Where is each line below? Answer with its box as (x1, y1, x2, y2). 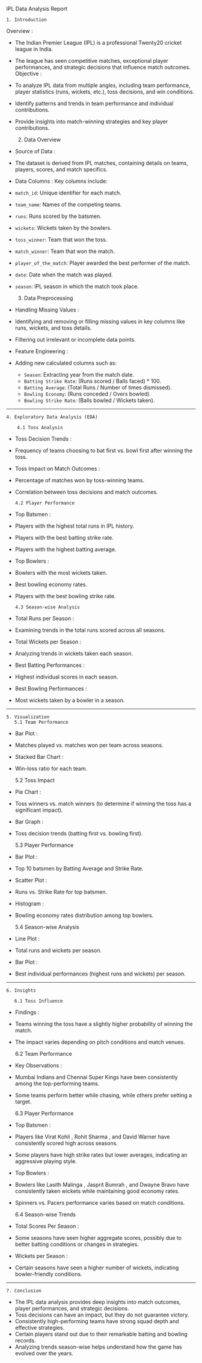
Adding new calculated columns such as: (14, 359, 117, 366)
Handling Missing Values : (14, 306, 79, 313)
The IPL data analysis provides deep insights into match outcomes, (14, 1298, 182, 1306)
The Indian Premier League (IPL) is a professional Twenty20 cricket (14, 39, 182, 46)
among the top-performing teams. (14, 1080, 100, 1087)
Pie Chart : (14, 788, 41, 796)
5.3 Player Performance (14, 841, 74, 849)
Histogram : (14, 900, 44, 907)
